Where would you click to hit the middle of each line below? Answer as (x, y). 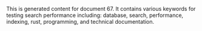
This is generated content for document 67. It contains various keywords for (101, 9)
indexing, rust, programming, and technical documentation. (80, 22)
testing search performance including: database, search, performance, (95, 15)
